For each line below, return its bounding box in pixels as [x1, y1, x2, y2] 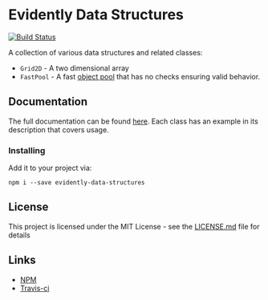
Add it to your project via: [8, 163, 92, 173]
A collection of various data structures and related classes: [8, 47, 203, 57]
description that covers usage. [8, 124, 110, 134]
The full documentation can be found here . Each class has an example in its [8, 116, 258, 126]
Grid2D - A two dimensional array [19, 63, 130, 73]
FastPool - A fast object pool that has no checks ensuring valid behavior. [19, 71, 261, 81]
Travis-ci [19, 283, 50, 293]
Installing [8, 144, 46, 156]
